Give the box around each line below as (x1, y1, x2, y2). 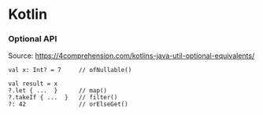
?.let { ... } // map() (8, 87, 108, 95)
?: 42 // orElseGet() (8, 100, 128, 109)
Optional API (8, 34, 57, 45)
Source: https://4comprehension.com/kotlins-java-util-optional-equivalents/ (8, 51, 255, 60)
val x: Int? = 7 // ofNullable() (8, 66, 132, 74)
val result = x (8, 80, 58, 88)
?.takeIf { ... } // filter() (8, 94, 118, 102)
